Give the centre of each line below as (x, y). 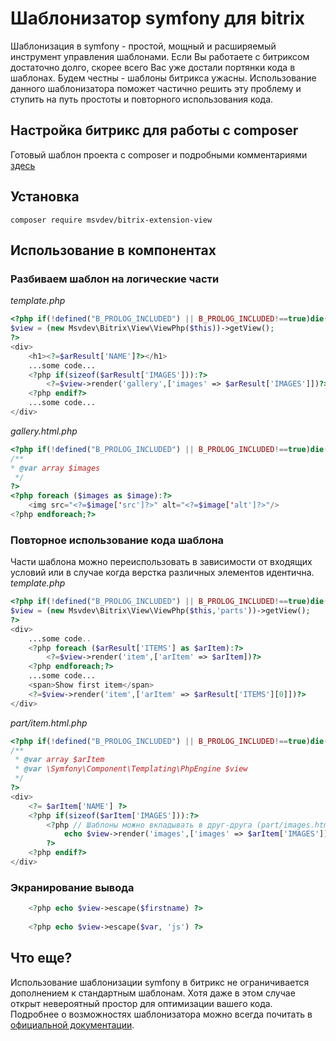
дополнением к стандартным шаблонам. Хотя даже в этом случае (153, 993)
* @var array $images (55, 468)
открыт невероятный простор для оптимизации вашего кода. (141, 1003)
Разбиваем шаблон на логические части (115, 279)
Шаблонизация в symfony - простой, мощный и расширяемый (143, 46)
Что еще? (41, 958)
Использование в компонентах (113, 250)
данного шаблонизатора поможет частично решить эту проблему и (156, 88)
